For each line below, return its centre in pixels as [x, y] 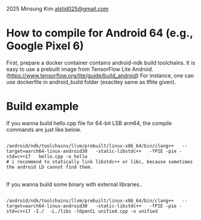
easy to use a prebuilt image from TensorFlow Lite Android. [80, 69]
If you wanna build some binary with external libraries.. [75, 184]
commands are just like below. [44, 129]
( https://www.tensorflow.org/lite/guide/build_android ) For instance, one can [100, 76]
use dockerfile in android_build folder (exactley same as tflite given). [91, 82]
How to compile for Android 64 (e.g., [100, 33]
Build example [43, 107]
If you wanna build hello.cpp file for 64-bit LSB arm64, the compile [89, 123]
